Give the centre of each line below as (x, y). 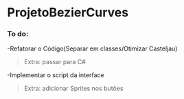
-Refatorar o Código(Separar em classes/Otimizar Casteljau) (92, 48)
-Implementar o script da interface (56, 75)
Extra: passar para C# (55, 62)
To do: (18, 34)
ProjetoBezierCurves (68, 13)
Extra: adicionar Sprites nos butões (73, 88)
